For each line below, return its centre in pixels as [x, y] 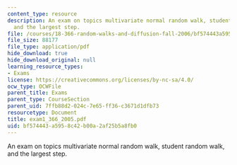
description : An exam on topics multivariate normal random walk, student [120, 21]
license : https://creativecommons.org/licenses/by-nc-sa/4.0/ [101, 80]
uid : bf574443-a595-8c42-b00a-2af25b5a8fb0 [72, 126]
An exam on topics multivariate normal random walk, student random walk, [116, 146]
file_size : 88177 [33, 40]
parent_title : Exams [38, 93]
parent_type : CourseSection [49, 100]
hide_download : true [38, 54]
